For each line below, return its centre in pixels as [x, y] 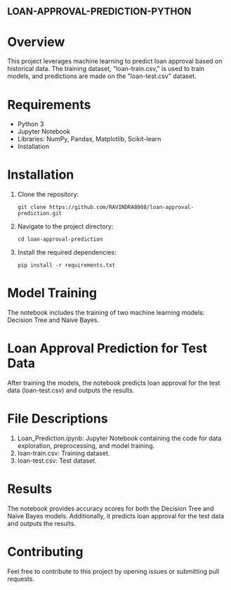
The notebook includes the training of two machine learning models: [106, 313]
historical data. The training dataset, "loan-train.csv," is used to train [106, 69]
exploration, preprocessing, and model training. [86, 446]
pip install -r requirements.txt [66, 265]
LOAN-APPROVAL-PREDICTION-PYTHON [99, 12]
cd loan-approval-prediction [60, 239]
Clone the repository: [48, 194]
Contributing [45, 552]
